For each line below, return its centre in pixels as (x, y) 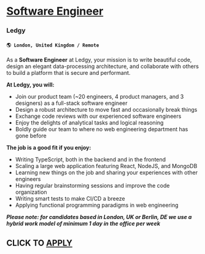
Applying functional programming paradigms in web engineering (97, 205)
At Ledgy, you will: (30, 85)
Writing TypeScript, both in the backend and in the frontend (91, 160)
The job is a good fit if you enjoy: (49, 148)
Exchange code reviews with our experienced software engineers (98, 116)
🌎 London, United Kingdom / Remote (53, 45)
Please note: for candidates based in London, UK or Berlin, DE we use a (99, 217)
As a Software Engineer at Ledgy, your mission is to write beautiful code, (99, 60)
